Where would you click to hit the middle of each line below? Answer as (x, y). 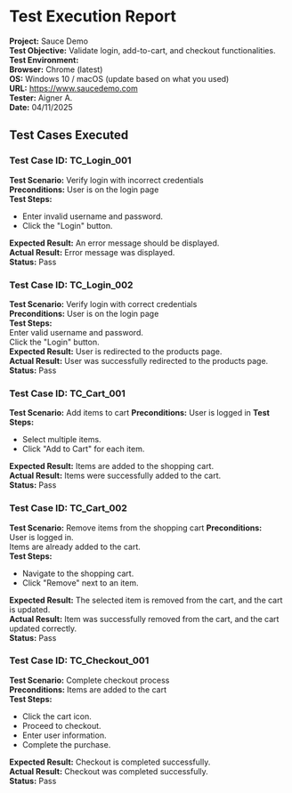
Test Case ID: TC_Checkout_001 (79, 660)
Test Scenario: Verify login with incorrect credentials (106, 180)
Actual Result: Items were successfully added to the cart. (115, 476)
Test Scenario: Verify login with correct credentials (103, 303)
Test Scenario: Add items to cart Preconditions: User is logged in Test (139, 413)
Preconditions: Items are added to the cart (88, 689)
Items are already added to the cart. (75, 546)
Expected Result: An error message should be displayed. (114, 243)
